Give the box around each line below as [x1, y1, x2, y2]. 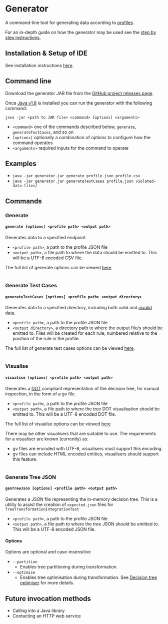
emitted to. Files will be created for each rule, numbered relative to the [12, 330, 157, 336]
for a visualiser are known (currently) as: [5, 436, 88, 442]
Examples [5, 159, 36, 168]
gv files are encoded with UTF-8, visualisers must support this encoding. [12, 445, 163, 451]
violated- [135, 179, 156, 184]
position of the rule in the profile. [12, 336, 80, 342]
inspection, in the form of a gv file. [5, 391, 76, 397]
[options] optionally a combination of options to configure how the [12, 134, 151, 140]
